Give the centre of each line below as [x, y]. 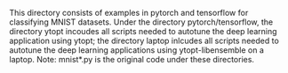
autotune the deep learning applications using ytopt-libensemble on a [137, 50]
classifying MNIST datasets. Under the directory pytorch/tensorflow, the [141, 22]
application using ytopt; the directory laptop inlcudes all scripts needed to [144, 40]
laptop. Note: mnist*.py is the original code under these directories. [132, 59]
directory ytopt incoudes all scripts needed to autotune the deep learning [143, 31]
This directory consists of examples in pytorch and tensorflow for [129, 13]
